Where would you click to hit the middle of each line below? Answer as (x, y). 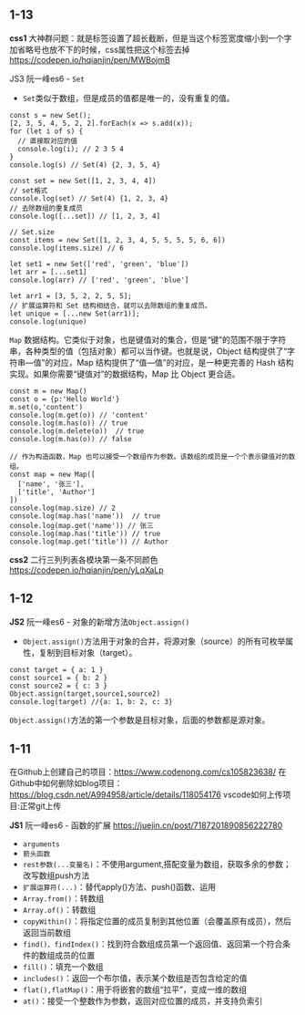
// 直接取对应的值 (48, 140)
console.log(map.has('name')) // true (85, 516)
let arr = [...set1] (49, 272)
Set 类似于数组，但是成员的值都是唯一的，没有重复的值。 (128, 98)
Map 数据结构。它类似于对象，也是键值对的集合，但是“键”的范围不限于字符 (148, 339)
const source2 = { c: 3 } (58, 686)
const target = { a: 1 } (56, 669)
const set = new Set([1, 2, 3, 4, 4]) (83, 181)
